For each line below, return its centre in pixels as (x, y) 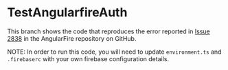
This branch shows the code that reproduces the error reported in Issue (109, 31)
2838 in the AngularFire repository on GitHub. (72, 38)
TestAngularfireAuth (67, 13)
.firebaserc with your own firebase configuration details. (88, 58)
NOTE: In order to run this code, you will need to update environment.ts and (114, 52)
